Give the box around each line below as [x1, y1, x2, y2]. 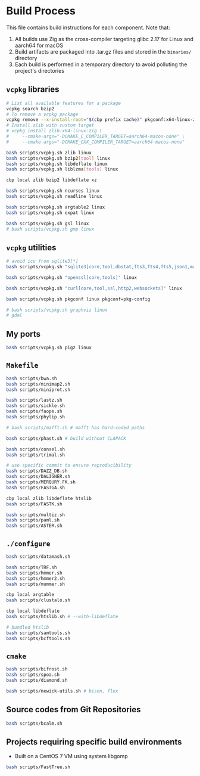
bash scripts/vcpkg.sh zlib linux [6, 150, 92, 156]
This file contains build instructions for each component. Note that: [6, 24, 170, 31]
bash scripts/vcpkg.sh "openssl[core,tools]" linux [6, 274, 137, 281]
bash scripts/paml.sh [6, 517, 60, 523]
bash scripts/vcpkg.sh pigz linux [6, 344, 92, 351]
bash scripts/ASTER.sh [6, 523, 62, 529]
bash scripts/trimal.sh [6, 452, 65, 458]
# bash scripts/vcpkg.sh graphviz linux [6, 307, 108, 313]
